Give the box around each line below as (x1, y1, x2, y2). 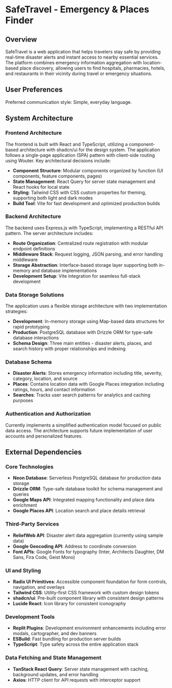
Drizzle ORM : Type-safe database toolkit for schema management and (12, 486, 163, 492)
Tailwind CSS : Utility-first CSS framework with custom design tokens (12, 589, 159, 595)
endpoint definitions (12, 245, 55, 251)
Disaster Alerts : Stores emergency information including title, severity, (12, 370, 163, 376)
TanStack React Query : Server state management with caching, (12, 666, 149, 672)
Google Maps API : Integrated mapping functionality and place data (12, 497, 155, 503)
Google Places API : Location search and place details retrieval (12, 508, 145, 514)
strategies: (5, 309, 28, 315)
